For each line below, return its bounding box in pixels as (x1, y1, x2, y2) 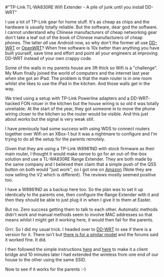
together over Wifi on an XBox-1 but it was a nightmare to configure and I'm (5, 131, 158, 137)
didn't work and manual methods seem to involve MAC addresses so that (5, 212, 153, 218)
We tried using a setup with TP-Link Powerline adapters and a (5, 95, 130, 101)
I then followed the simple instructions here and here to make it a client (5, 247, 148, 252)
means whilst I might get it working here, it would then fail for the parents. (5, 217, 154, 222)
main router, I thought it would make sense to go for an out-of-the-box (5, 151, 147, 157)
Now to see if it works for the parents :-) (5, 266, 86, 272)
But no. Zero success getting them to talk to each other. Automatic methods (5, 206, 158, 212)
